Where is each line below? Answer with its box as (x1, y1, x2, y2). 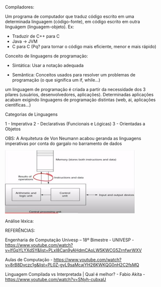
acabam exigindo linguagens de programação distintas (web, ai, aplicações (5, 97, 156, 103)
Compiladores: (5, 4, 34, 10)
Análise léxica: (5, 218, 34, 224)
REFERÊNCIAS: (5, 228, 35, 233)
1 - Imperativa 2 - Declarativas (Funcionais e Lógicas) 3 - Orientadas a (5, 121, 145, 126)
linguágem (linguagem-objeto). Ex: (5, 24, 74, 30)
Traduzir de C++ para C (12, 34, 60, 39)
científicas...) (5, 102, 31, 108)
